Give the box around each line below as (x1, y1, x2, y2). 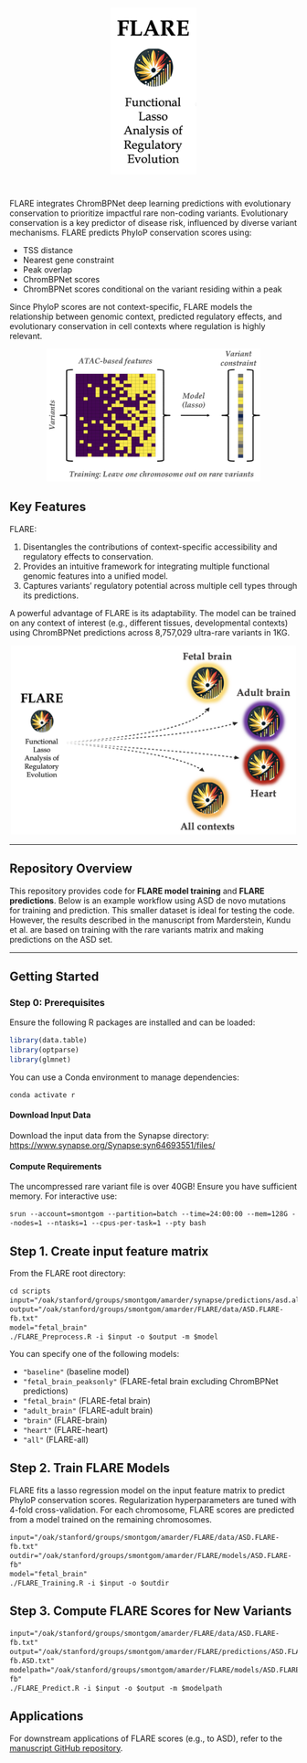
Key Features (9, 499, 87, 515)
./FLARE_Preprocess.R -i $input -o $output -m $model (9, 1332, 219, 1341)
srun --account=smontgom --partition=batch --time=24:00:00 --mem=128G (9, 1210, 288, 1219)
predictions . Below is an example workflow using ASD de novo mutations (9, 894, 286, 906)
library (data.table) (9, 1036, 89, 1045)
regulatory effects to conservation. (22, 550, 153, 561)
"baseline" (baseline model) (22, 1366, 130, 1377)
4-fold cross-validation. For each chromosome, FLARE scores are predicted (9, 1504, 295, 1515)
